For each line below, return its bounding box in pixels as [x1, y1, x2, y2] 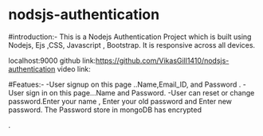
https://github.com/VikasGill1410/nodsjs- [95, 56, 230, 65]
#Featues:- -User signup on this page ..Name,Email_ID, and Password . [8, 80, 241, 89]
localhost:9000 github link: [8, 56, 96, 65]
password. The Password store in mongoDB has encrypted [8, 105, 202, 115]
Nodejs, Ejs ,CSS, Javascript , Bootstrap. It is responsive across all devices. [8, 40, 256, 49]
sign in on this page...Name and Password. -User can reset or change [26, 87, 255, 97]
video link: [57, 64, 92, 73]
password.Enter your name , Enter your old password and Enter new [8, 96, 233, 106]
